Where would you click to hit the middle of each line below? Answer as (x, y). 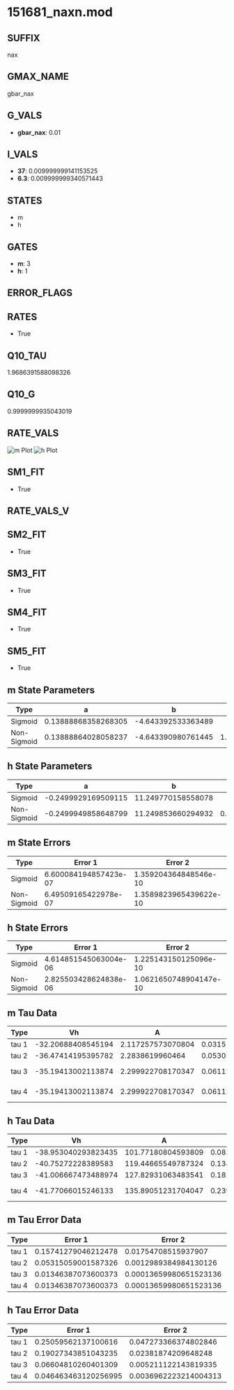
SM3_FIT (27, 574)
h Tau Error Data (43, 1311)
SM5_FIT (27, 651)
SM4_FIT (27, 612)
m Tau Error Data (45, 1220)
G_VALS (25, 116)
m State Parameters (51, 690)
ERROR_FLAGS (40, 293)
